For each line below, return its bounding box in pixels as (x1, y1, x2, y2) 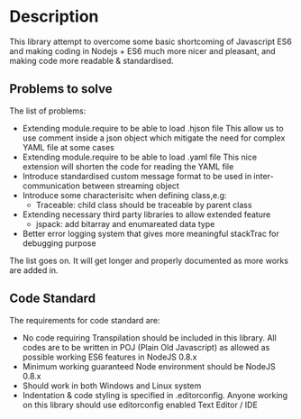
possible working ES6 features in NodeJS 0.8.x (22, 351, 197, 362)
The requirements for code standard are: (9, 314, 160, 325)
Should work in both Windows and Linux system (22, 380, 202, 391)
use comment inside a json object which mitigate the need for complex (22, 132, 286, 143)
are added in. (9, 264, 59, 276)
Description (9, 6, 99, 27)
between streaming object (82, 180, 180, 191)
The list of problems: (9, 105, 87, 116)
